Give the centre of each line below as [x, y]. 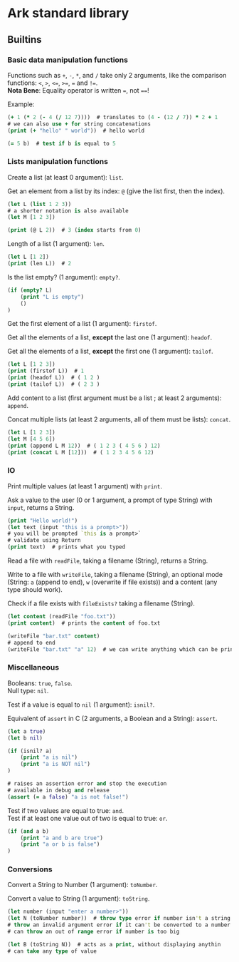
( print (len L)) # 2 [39, 264]
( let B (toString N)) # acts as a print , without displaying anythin [114, 944]
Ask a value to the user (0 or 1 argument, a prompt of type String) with [110, 500]
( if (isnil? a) [30, 751]
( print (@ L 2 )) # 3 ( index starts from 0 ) [74, 230]
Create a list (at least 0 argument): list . [65, 177]
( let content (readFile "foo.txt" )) [62, 617]
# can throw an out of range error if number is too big [94, 932]
